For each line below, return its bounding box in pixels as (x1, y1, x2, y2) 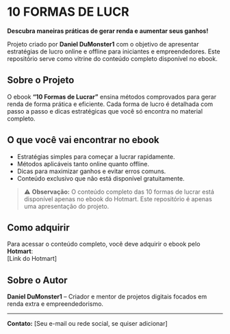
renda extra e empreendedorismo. (7, 300, 104, 308)
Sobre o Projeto (7, 75, 75, 86)
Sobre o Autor (7, 274, 68, 286)
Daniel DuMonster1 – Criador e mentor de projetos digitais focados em (7, 292, 207, 301)
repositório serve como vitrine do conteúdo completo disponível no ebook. (7, 54, 218, 62)
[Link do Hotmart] (7, 255, 57, 263)
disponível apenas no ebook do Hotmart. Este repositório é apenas (23, 194, 212, 203)
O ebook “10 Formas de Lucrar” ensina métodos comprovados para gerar (7, 92, 217, 101)
